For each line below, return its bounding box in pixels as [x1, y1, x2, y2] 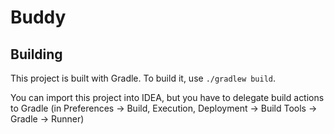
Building [10, 46, 63, 63]
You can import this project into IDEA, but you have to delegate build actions [10, 92, 325, 103]
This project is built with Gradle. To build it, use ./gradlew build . [10, 72, 277, 84]
